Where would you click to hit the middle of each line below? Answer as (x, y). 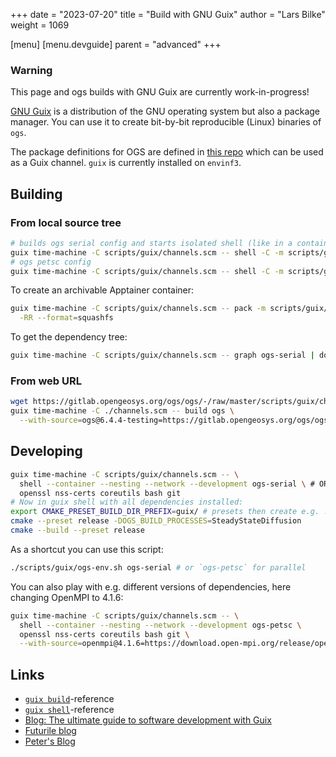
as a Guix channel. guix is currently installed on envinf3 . (126, 163)
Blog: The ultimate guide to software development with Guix (148, 720)
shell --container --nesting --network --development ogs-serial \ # (167, 484)
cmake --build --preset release (77, 530)
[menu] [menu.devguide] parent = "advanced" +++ (116, 44)
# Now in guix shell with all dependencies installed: (127, 502)
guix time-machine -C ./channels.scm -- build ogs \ (122, 411)
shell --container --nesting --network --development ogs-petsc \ (160, 625)
